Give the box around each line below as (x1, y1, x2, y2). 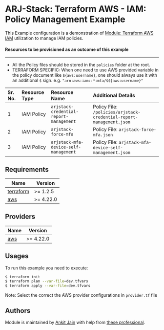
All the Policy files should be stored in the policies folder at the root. (12, 62, 150, 68)
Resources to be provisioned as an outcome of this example (5, 46, 129, 52)
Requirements (5, 165, 49, 174)
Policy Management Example (5, 14, 125, 25)
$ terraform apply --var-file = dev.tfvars (5, 284, 91, 288)
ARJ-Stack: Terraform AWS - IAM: (5, 3, 146, 15)
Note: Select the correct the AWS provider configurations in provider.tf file (5, 292, 158, 298)
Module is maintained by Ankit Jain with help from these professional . (5, 319, 145, 326)
